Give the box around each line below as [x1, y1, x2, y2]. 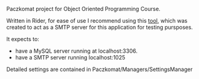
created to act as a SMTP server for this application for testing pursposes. [6, 24, 193, 31]
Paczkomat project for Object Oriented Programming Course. [6, 6, 161, 12]
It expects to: [6, 36, 40, 42]
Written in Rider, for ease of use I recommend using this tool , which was [6, 17, 188, 24]
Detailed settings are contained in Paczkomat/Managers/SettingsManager [6, 66, 193, 73]
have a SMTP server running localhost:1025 [15, 54, 126, 61]
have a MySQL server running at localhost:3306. [15, 47, 138, 55]
